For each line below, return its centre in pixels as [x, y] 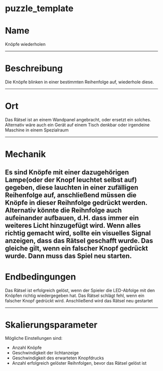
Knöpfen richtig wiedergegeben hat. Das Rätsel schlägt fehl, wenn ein [75, 296]
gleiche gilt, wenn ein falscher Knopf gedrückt [77, 248]
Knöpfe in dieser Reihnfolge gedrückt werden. [76, 203]
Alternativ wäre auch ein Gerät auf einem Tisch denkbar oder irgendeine [77, 125]
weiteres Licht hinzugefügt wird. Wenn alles [73, 225]
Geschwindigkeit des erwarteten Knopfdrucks [58, 358]
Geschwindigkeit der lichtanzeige [45, 353]
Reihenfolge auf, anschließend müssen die [71, 195]
